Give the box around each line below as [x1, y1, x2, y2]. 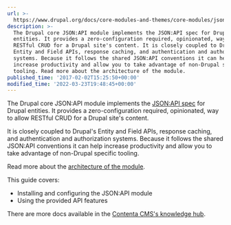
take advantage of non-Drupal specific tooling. [7, 149, 140, 158]
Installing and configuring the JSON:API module [16, 189, 153, 197]
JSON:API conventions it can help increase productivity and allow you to [7, 142, 212, 150]
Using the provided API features [16, 197, 108, 205]
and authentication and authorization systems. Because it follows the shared [7, 135, 223, 143]
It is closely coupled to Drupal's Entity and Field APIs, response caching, [7, 127, 212, 136]
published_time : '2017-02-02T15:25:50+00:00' [7, 74, 140, 81]
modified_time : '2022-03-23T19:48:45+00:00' [7, 81, 137, 87]
